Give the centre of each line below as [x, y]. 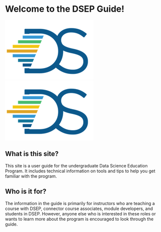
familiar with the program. [31, 176]
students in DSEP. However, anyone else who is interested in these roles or [80, 213]
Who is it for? [26, 192]
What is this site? [32, 154]
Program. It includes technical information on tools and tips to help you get [80, 171]
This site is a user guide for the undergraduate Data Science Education [76, 165]
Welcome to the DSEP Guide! [65, 9]
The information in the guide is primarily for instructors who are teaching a [80, 203]
